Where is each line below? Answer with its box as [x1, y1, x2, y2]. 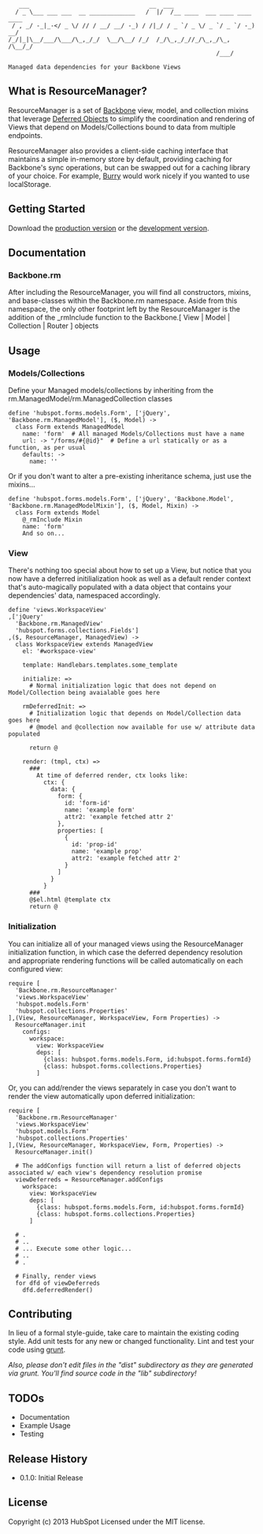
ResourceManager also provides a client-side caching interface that [8, 146, 228, 155]
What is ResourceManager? [8, 84, 147, 98]
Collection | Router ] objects [8, 321, 99, 330]
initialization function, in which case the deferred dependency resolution [8, 947, 243, 957]
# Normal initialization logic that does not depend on [28, 682, 217, 690]
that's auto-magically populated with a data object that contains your [8, 582, 232, 592]
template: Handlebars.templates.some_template [22, 661, 178, 670]
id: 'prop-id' [71, 841, 118, 849]
